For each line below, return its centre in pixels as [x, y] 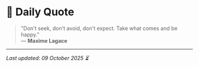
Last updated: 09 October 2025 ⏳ [47, 58]
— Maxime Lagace [44, 41]
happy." [30, 34]
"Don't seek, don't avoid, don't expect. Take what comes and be [99, 28]
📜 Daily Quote [40, 12]
